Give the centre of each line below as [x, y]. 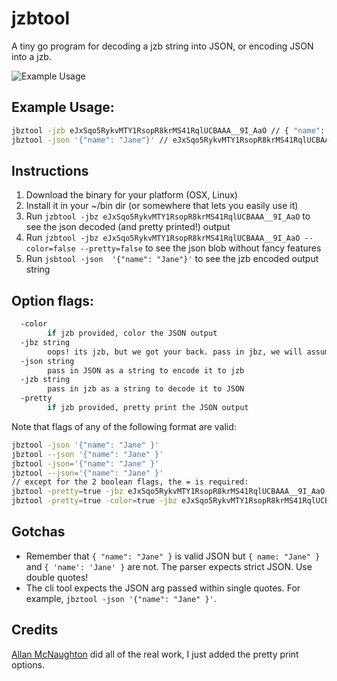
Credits [35, 630]
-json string [47, 361]
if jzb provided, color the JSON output [132, 333]
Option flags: [53, 300]
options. [28, 664]
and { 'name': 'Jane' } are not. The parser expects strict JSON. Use [169, 566]
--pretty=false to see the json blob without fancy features [200, 248]
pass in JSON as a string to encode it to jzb [146, 370]
